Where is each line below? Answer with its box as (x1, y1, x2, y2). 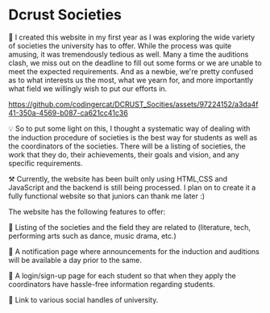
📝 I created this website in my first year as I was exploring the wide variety (8, 32, 255, 42)
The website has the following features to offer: (8, 207, 166, 216)
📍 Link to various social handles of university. (8, 294, 159, 304)
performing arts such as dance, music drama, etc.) (8, 231, 177, 240)
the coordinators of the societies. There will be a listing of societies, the (8, 141, 246, 151)
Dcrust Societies (8, 6, 123, 24)
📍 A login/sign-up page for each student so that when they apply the (8, 270, 236, 280)
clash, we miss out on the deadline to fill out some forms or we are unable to (8, 58, 262, 68)
